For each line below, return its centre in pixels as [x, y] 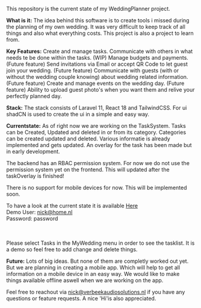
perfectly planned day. [34, 96]
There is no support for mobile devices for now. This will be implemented [97, 187]
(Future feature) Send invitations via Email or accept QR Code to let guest [97, 64]
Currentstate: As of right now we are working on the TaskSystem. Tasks [96, 126]
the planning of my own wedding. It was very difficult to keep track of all [96, 27]
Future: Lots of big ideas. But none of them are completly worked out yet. [97, 261]
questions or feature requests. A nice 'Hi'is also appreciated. [81, 298]
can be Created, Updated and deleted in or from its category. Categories [96, 132]
